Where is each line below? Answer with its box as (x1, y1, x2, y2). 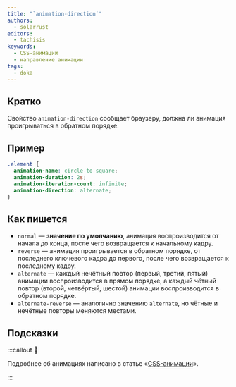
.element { (7, 161, 39, 168)
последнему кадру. (17, 262, 76, 270)
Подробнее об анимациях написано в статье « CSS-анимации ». (7, 360, 199, 367)
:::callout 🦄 (7, 346, 39, 354)
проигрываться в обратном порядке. (7, 121, 119, 130)
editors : (7, 30, 33, 37)
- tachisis (13, 37, 46, 44)
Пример (7, 142, 45, 154)
